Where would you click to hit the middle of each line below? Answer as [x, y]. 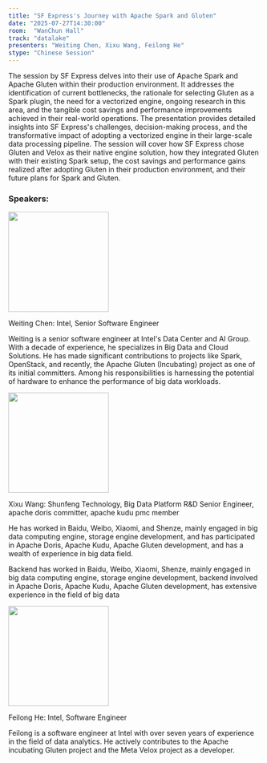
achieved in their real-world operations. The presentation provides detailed [132, 118]
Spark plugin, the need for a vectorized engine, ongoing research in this [127, 101]
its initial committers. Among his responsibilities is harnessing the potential [131, 373]
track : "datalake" [39, 38]
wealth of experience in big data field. [71, 554]
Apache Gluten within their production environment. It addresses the [121, 84]
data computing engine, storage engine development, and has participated [131, 537]
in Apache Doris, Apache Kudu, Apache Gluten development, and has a [126, 545]
